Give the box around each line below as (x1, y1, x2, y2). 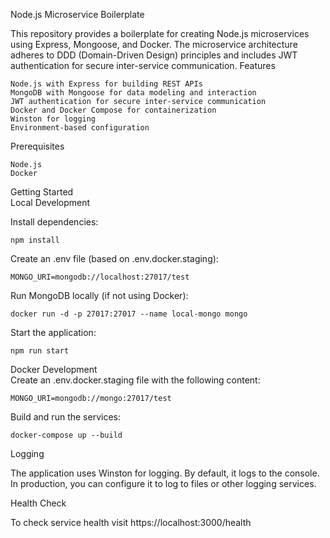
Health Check (10, 497, 67, 509)
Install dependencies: (10, 216, 99, 228)
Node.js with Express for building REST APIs (10, 79, 203, 89)
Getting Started (10, 186, 74, 198)
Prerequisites (10, 140, 65, 152)
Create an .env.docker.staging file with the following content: (10, 374, 261, 386)
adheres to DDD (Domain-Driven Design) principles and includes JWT (10, 49, 298, 61)
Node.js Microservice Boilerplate (10, 9, 145, 20)
